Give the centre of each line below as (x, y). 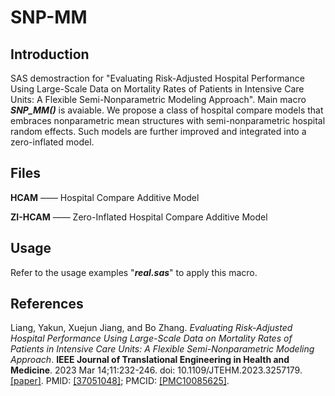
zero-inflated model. (52, 142)
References (47, 304)
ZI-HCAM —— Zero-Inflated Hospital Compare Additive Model (139, 217)
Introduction (50, 54)
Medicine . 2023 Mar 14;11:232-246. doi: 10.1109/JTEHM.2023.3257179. (156, 370)
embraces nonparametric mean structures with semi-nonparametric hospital (168, 120)
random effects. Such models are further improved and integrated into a (158, 131)
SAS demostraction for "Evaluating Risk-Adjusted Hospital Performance (157, 78)
